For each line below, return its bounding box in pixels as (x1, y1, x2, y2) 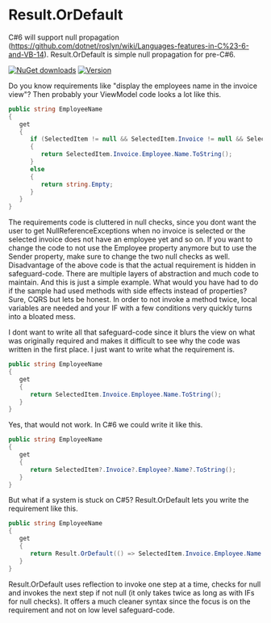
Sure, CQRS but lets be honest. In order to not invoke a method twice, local (8, 295, 257, 305)
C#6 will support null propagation (8, 32, 119, 42)
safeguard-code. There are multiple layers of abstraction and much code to (8, 269, 260, 279)
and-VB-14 (8, 49, 44, 59)
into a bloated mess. (8, 312, 76, 322)
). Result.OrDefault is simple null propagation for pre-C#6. (44, 49, 236, 59)
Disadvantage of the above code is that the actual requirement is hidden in (8, 260, 256, 270)
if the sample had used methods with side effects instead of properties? (8, 286, 248, 296)
